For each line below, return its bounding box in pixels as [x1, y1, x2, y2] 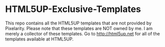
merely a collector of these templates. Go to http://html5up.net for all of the [5, 30, 160, 36]
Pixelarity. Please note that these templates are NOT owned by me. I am [5, 25, 153, 31]
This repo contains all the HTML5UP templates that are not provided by [5, 20, 151, 26]
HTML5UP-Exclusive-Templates [5, 3, 141, 15]
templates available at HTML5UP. [5, 36, 74, 42]
